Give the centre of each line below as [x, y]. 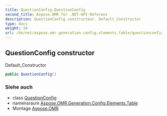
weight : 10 [16, 28]
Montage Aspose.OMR [35, 108]
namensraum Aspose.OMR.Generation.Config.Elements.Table [75, 103]
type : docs [16, 24]
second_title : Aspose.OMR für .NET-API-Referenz [56, 14]
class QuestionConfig [34, 98]
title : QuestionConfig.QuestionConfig [45, 10]
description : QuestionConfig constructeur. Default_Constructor [73, 19]
